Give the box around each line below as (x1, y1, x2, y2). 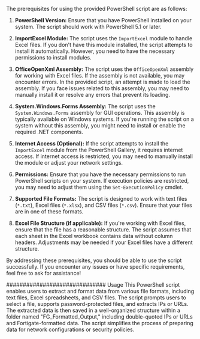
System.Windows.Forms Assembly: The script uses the (14, 103, 156, 110)
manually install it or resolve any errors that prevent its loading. (14, 91, 171, 98)
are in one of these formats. (14, 208, 84, 215)
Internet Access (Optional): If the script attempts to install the (14, 140, 169, 147)
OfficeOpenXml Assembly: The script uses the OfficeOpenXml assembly (14, 66, 194, 73)
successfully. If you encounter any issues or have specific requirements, (6, 263, 185, 270)
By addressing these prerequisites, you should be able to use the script (6, 257, 182, 264)
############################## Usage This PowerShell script (6, 281, 180, 288)
